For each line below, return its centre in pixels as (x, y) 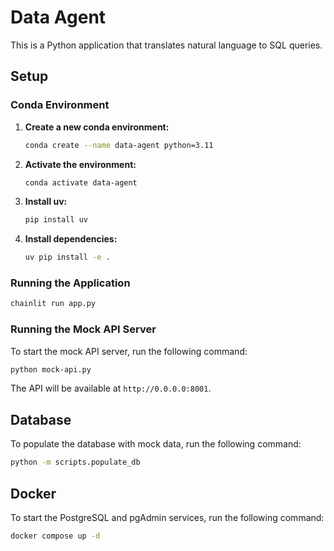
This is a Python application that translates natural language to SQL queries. (166, 45)
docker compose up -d (55, 536)
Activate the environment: (80, 164)
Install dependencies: (71, 239)
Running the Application (70, 283)
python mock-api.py (51, 369)
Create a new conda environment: (97, 127)
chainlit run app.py (53, 304)
